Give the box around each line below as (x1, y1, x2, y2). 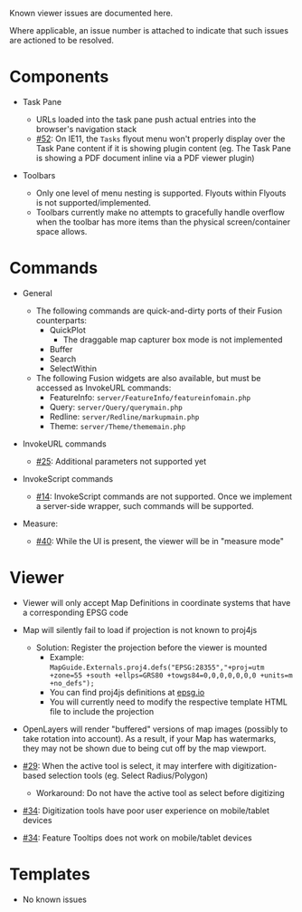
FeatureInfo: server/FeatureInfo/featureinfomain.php (49, 391, 251, 402)
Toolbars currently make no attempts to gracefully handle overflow (35, 206, 285, 217)
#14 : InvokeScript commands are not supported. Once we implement (35, 491, 292, 502)
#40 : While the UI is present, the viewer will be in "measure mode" (35, 535, 285, 546)
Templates (9, 864, 90, 884)
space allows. (35, 226, 88, 236)
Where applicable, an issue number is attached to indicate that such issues (9, 25, 289, 35)
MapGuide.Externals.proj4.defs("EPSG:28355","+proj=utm (49, 663, 265, 672)
